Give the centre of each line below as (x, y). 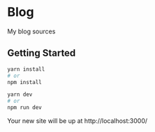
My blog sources (31, 31)
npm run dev (24, 108)
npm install (24, 82)
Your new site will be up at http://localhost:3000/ (77, 121)
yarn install (26, 69)
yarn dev (20, 94)
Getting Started (42, 53)
